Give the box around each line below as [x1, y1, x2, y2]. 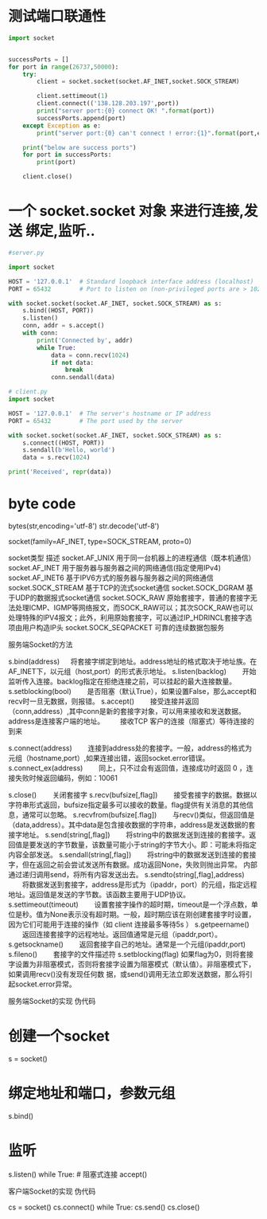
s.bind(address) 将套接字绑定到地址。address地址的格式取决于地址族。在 [8, 657, 257, 666]
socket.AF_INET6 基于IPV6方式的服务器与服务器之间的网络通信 [8, 573, 215, 582]
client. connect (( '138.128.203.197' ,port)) [37, 100, 180, 108]
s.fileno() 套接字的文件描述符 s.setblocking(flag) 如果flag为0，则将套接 [8, 949, 254, 958]
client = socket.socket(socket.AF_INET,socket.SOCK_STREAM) [37, 77, 240, 86]
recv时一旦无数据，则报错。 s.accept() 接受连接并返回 [8, 696, 199, 706]
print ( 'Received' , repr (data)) [8, 468, 112, 476]
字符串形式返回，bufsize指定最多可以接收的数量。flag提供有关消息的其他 [8, 800, 247, 809]
